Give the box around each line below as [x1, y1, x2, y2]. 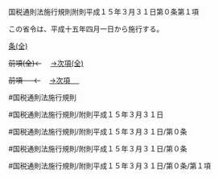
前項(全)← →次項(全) [8, 59, 85, 68]
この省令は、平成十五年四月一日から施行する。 [8, 24, 163, 34]
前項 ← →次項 [8, 76, 71, 85]
